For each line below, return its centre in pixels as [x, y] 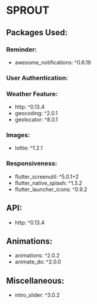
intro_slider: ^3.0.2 [37, 295]
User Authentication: [37, 78]
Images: [18, 135]
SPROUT [28, 10]
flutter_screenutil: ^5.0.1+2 [47, 176]
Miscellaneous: [35, 280]
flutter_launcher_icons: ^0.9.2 [51, 189]
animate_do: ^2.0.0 [38, 262]
